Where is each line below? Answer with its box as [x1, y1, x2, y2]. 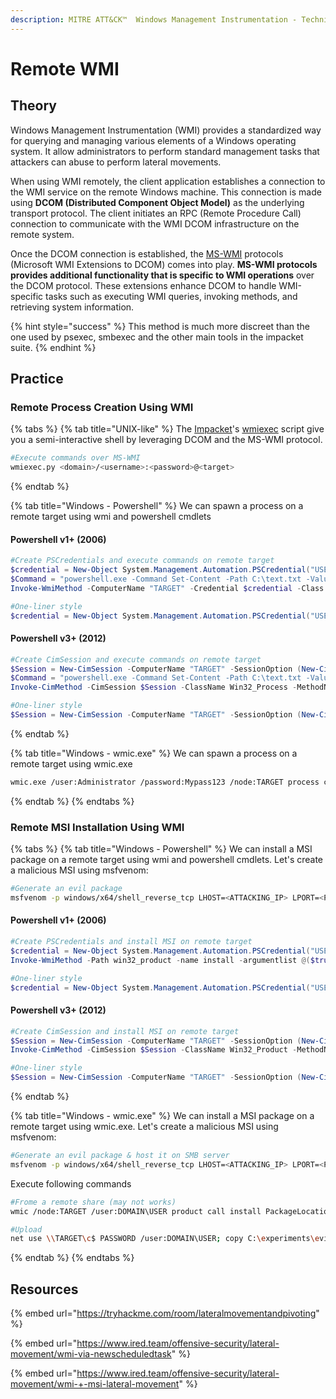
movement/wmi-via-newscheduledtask [10, 1348, 172, 1360]
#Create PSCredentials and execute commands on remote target [10, 556, 275, 566]
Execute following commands [10, 1177, 132, 1190]
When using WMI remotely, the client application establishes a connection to [10, 175, 326, 187]
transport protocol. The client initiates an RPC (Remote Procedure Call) [10, 207, 302, 219]
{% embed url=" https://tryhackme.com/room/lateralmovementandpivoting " [10, 1307, 320, 1320]
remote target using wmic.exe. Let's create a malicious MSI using [10, 1121, 279, 1133]
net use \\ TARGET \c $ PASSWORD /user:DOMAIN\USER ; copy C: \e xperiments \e [10, 1234, 320, 1244]
